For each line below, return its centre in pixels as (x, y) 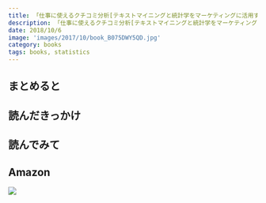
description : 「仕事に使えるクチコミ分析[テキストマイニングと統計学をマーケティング (133, 23)
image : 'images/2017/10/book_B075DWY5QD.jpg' (84, 38)
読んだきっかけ (45, 115)
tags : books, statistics (49, 52)
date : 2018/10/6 (35, 30)
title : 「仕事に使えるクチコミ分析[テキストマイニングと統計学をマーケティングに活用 (131, 15)
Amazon (29, 172)
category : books (35, 45)
